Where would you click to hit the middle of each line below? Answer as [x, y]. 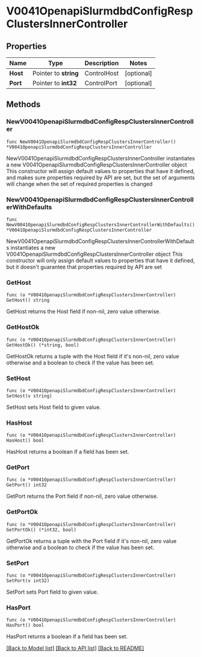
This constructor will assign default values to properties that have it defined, [101, 171]
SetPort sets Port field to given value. [52, 592]
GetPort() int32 [26, 485]
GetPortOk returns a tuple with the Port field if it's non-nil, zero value [91, 541]
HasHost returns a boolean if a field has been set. [68, 452]
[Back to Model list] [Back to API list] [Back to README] [75, 648]
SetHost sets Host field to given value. [54, 407]
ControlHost [102, 73]
